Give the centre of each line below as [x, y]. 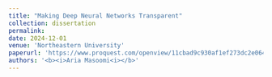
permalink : [27, 30]
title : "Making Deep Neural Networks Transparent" [96, 16]
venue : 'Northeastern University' [67, 46]
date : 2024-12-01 [38, 38]
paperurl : [25, 53]
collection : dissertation [52, 23]
